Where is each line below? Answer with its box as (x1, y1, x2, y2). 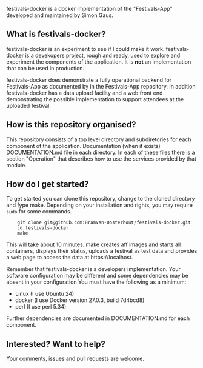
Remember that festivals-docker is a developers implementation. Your (6, 266, 181, 273)
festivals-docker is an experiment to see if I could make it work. (6, 45, 165, 52)
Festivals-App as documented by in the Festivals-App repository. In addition (6, 82, 196, 90)
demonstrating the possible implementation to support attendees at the (6, 95, 184, 102)
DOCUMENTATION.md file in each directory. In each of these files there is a (6, 149, 195, 156)
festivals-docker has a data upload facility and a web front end (6, 89, 163, 96)
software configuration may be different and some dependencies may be (6, 272, 189, 279)
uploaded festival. (6, 102, 52, 109)
